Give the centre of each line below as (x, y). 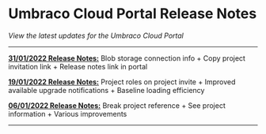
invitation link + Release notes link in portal (78, 66)
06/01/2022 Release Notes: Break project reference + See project (117, 105)
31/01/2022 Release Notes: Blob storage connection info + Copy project (127, 58)
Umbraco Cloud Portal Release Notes (133, 14)
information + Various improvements (68, 114)
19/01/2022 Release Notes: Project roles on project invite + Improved (122, 82)
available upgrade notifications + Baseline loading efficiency (106, 90)
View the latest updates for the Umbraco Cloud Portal (96, 35)
